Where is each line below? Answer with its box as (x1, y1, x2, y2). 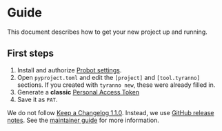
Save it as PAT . (17, 95, 58, 103)
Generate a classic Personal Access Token (17, 88, 140, 96)
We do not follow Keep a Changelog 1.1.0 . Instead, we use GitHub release (7, 108, 214, 117)
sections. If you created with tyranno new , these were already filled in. (17, 81, 216, 89)
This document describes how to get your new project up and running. (7, 28, 208, 36)
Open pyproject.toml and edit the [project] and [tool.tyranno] (17, 73, 201, 81)
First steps (7, 48, 54, 59)
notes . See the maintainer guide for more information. (7, 116, 160, 124)
